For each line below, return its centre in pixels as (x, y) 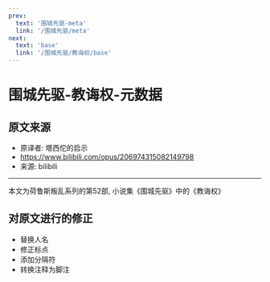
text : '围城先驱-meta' (51, 23)
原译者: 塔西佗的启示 (54, 148)
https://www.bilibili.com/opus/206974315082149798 (107, 157)
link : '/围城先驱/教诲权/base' (63, 53)
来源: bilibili (39, 166)
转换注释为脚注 (45, 269)
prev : (17, 16)
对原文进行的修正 (51, 218)
